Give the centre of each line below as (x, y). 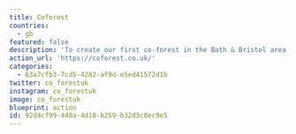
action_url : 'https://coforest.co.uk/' (83, 58)
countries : (29, 26)
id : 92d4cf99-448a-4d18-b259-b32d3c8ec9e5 (88, 115)
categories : (31, 67)
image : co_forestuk (45, 99)
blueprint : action (43, 108)
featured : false (39, 42)
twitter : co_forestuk (49, 83)
